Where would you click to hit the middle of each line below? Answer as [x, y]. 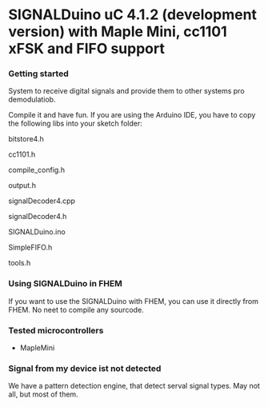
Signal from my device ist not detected [85, 368]
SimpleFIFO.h [30, 247]
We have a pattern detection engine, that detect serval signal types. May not [134, 386]
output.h [22, 186]
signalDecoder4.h [38, 217]
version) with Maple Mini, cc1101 [118, 32]
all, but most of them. [43, 394]
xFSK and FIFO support [87, 49]
